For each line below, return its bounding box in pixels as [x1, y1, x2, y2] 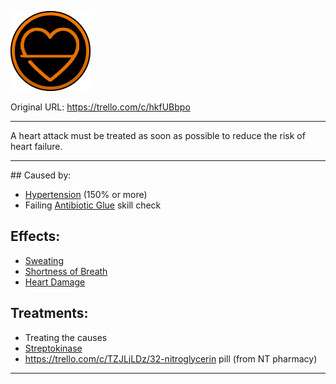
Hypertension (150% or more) [24, 189, 148, 200]
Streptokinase [24, 342, 83, 354]
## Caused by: [10, 169, 72, 181]
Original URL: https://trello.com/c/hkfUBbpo [10, 101, 191, 113]
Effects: [10, 228, 61, 245]
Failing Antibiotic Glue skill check [24, 199, 162, 211]
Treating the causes [24, 331, 108, 343]
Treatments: [10, 305, 89, 322]
